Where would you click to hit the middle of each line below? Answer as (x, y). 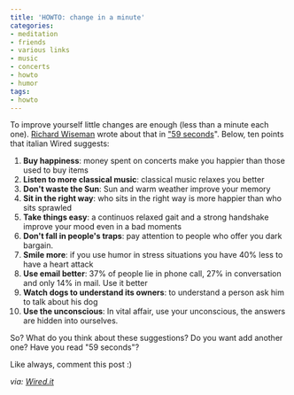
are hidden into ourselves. (70, 321)
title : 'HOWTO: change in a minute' (77, 17)
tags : (20, 91)
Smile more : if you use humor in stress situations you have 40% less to (153, 255)
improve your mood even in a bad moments (102, 227)
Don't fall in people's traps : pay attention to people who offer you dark (152, 236)
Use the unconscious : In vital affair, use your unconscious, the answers (154, 312)
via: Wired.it (32, 382)
